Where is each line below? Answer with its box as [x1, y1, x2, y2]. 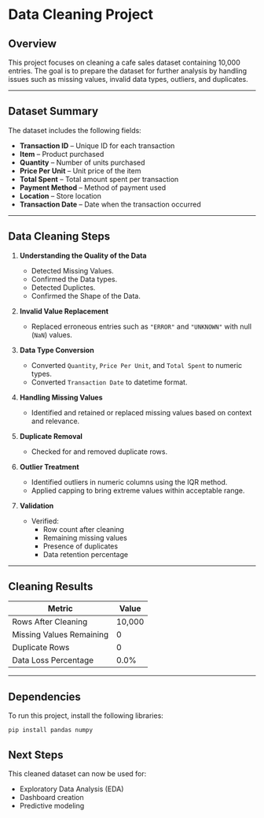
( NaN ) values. [31, 329, 73, 340]
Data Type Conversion [19, 345, 94, 355]
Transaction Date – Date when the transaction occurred [19, 199, 202, 209]
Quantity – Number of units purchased [19, 158, 145, 167]
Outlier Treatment [19, 462, 80, 471]
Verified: [31, 516, 59, 526]
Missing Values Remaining [12, 629, 109, 640]
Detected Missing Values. [31, 266, 114, 275]
